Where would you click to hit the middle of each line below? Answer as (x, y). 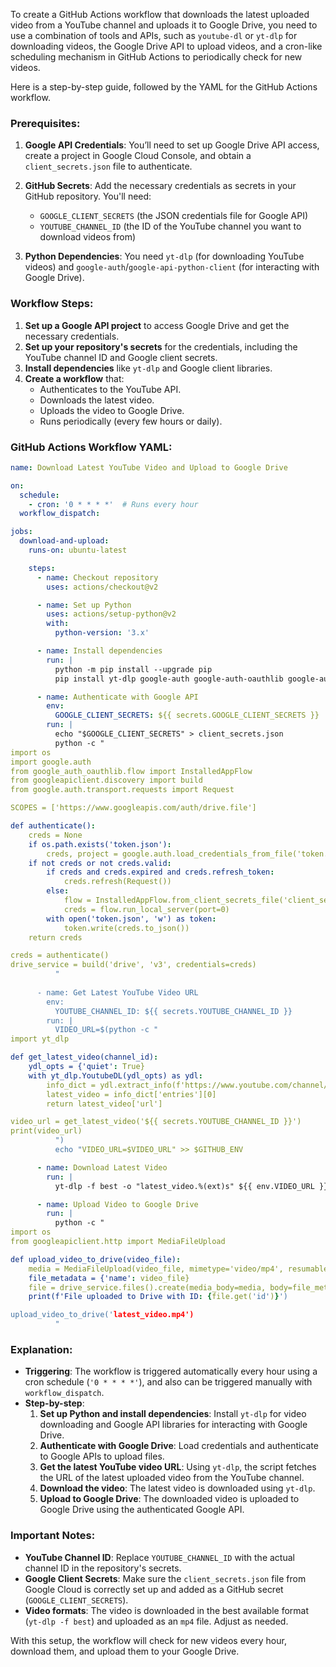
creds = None (55, 835)
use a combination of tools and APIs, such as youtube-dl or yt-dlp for (154, 35)
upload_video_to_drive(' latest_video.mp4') (102, 1315)
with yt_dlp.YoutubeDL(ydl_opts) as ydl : (115, 1075)
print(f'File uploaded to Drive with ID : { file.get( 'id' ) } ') (158, 1297)
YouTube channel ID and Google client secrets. (121, 357)
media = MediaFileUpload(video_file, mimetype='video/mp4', (156, 1269)
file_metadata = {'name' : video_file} (109, 1278)
